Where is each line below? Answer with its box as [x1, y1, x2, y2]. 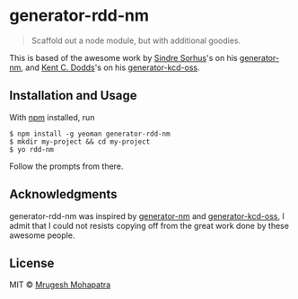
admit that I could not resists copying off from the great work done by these [9, 220, 290, 231]
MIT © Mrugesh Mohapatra [9, 279, 111, 290]
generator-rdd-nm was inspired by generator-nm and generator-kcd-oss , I [9, 210, 285, 221]
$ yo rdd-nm [9, 145, 54, 154]
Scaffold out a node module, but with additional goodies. [31, 35, 241, 46]
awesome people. [9, 230, 75, 241]
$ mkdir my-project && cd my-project [9, 136, 151, 146]
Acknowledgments [9, 187, 118, 202]
